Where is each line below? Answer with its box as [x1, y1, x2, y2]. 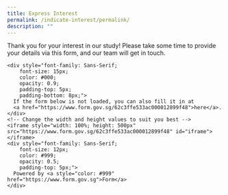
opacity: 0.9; [19, 80, 60, 87]
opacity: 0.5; [19, 159, 60, 165]
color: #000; [19, 74, 57, 81]
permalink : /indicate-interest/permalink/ [7, 16, 130, 23]
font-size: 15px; [19, 68, 69, 76]
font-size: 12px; [19, 146, 69, 153]
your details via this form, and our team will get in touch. [7, 49, 166, 57]
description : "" [7, 23, 53, 30]
